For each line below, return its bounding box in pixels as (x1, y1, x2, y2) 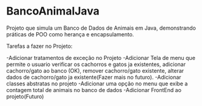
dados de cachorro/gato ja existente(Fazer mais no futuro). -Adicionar (6, 73, 181, 81)
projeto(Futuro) (6, 93, 44, 100)
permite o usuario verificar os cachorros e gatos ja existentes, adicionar (6, 61, 186, 68)
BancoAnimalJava (6, 4, 100, 18)
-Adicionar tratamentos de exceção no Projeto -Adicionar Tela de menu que (6, 54, 196, 61)
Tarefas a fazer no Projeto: (6, 42, 73, 50)
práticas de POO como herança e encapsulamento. (6, 30, 135, 38)
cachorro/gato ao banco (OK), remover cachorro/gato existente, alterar (6, 67, 184, 74)
